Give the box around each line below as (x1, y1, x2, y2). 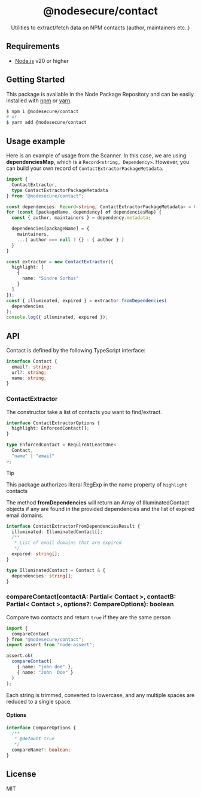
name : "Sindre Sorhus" (22, 275, 79, 282)
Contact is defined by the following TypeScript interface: (6, 346, 146, 354)
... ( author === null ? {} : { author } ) (17, 236, 124, 243)
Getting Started (6, 75, 65, 85)
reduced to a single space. (6, 698, 72, 705)
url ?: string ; (11, 369, 47, 375)
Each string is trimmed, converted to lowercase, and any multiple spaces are (6, 691, 195, 698)
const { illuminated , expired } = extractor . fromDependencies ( (6, 297, 167, 303)
